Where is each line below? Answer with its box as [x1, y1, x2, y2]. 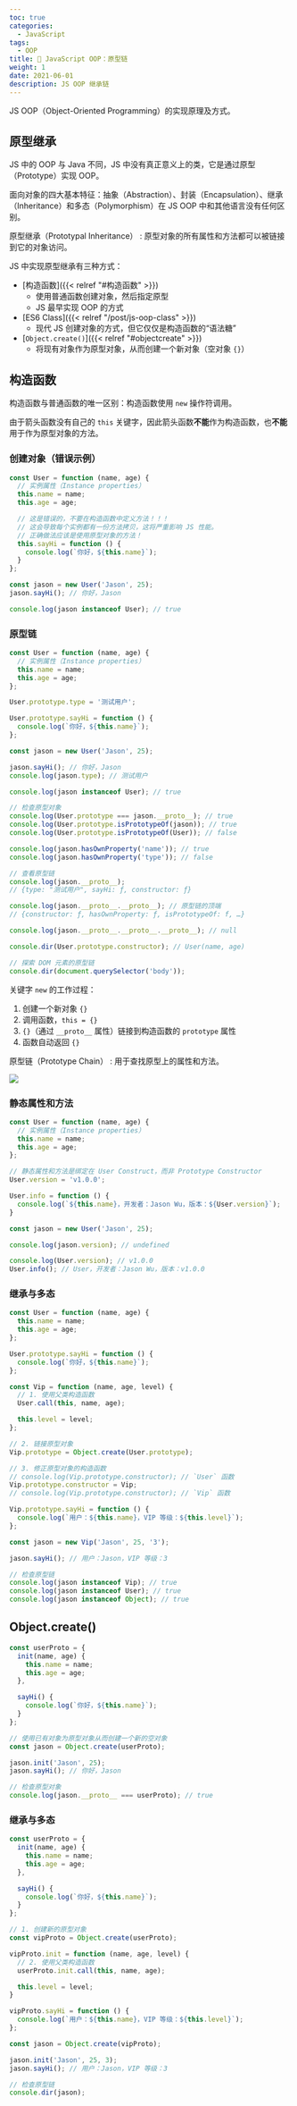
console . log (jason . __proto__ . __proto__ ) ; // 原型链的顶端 [9, 902, 221, 911]
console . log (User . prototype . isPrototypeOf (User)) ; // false [9, 829, 238, 838]
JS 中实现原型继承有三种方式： [9, 261, 123, 272]
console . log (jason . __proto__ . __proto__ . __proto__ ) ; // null [9, 926, 238, 935]
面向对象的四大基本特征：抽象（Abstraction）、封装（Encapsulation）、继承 [9, 190, 284, 200]
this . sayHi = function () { [17, 539, 122, 548]
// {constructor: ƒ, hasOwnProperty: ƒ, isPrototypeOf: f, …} [9, 910, 245, 919]
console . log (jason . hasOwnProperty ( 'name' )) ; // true [9, 844, 210, 854]
